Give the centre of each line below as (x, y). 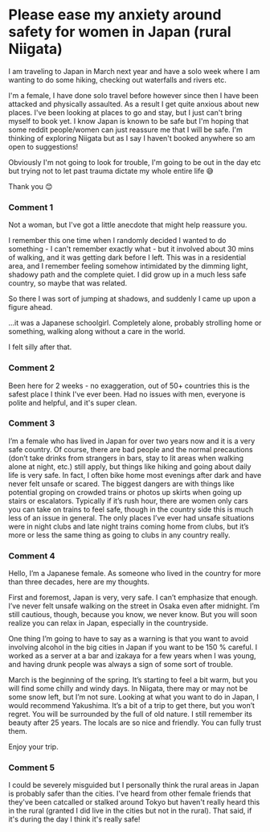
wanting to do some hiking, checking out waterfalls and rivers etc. (118, 80)
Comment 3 (32, 423)
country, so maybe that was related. (68, 283)
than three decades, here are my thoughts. (79, 582)
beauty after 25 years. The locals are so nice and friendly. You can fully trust (135, 723)
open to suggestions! (43, 146)
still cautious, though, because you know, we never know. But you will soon (133, 615)
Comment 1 (31, 207)
